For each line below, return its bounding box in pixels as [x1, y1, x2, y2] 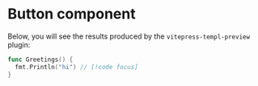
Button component [7, 5, 136, 23]
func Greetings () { [7, 55, 74, 63]
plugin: [7, 39, 31, 49]
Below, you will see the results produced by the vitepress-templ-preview [7, 31, 251, 41]
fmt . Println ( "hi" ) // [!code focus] [15, 63, 138, 71]
